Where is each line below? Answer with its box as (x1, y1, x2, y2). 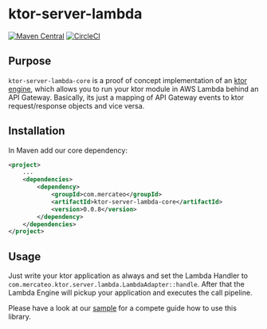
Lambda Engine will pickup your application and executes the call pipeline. (8, 288, 253, 298)
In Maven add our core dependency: (8, 145, 128, 155)
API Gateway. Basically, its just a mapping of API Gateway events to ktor (8, 93, 245, 102)
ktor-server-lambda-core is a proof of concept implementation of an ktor (8, 75, 247, 85)
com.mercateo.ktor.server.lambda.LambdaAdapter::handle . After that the (8, 279, 245, 289)
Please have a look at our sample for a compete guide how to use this (8, 303, 238, 313)
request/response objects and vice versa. (8, 101, 145, 110)
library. (8, 312, 32, 322)
